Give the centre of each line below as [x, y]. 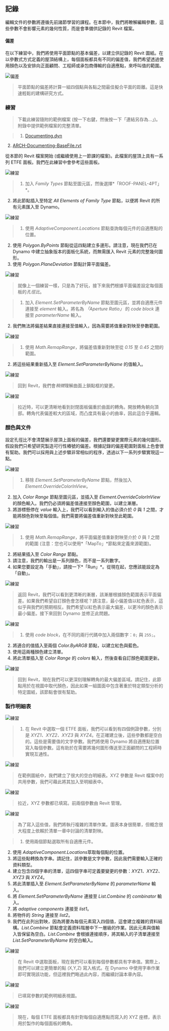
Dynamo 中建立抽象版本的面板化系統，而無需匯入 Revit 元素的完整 [81, 252]
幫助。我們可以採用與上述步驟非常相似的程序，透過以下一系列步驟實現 [82, 452]
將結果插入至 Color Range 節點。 [47, 554]
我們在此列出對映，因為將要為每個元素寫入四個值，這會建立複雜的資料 [85, 921]
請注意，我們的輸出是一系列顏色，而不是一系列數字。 [68, 560]
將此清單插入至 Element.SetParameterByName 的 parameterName [81, 883]
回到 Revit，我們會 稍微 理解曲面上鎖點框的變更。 [67, 386]
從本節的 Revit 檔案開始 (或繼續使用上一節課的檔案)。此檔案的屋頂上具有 [80, 156]
